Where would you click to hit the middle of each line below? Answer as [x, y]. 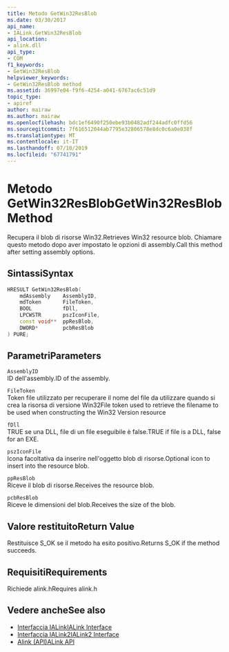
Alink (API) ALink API [46, 642]
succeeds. [22, 551]
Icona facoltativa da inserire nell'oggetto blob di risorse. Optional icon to [109, 459]
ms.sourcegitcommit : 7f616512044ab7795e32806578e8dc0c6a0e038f [100, 129]
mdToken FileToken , [57, 302]
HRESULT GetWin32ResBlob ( [44, 289]
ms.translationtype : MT [41, 135]
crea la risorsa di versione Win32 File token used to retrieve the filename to [113, 405]
